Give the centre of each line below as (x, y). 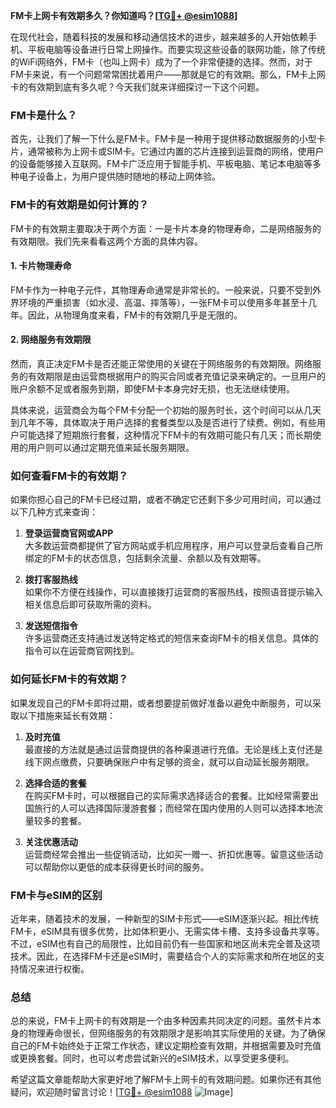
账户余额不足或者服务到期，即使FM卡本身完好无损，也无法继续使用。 (152, 388)
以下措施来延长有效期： (67, 715)
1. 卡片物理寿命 (41, 266)
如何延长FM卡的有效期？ (69, 679)
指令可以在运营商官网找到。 (82, 651)
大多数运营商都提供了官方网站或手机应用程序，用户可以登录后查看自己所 (173, 546)
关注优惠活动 (51, 841)
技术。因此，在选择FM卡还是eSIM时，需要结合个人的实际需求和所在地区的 (163, 956)
